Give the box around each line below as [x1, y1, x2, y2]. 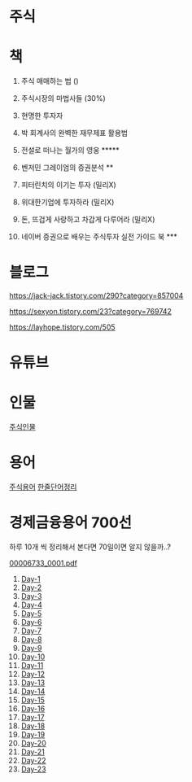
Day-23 [20, 764, 47, 774]
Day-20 [20, 738, 47, 749]
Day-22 [20, 756, 46, 766]
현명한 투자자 [20, 111, 63, 120]
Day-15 [20, 695, 46, 705]
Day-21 [20, 747, 46, 757]
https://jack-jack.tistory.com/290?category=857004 [9, 291, 184, 301]
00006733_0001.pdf [9, 558, 78, 568]
